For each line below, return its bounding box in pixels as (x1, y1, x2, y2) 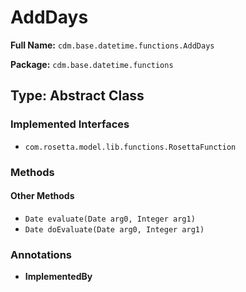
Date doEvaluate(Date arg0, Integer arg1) (24, 224, 205, 235)
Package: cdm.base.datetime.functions (10, 58, 174, 70)
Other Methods (10, 190, 75, 202)
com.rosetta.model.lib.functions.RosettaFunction (24, 142, 237, 152)
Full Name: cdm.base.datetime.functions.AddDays (10, 39, 215, 51)
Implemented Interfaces (10, 117, 130, 131)
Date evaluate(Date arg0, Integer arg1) (24, 214, 196, 224)
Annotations (10, 247, 72, 261)
